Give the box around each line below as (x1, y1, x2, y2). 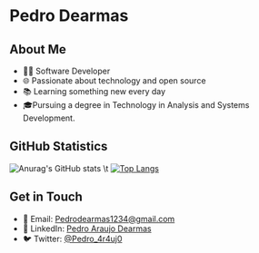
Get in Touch (9, 190, 84, 205)
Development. (22, 112, 75, 123)
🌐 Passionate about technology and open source (22, 75, 206, 86)
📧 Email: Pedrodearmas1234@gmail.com (22, 213, 175, 224)
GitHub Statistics (9, 139, 108, 154)
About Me (9, 42, 66, 57)
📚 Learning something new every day (22, 86, 166, 96)
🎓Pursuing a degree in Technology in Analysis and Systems (22, 100, 250, 110)
